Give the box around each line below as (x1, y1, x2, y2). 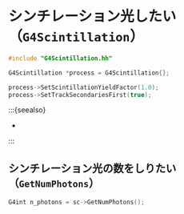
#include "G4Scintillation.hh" (8, 54, 113, 63)
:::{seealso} (8, 105, 46, 115)
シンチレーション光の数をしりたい (8, 161, 177, 175)
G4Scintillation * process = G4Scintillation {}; (8, 69, 170, 77)
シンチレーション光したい (8, 7, 177, 26)
